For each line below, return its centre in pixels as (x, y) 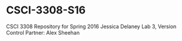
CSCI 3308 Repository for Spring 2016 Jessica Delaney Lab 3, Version (91, 26)
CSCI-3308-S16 (46, 10)
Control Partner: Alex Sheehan (43, 32)
